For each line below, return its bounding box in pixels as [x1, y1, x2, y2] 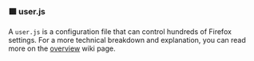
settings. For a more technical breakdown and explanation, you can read [8, 36, 246, 45]
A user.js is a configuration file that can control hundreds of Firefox [8, 27, 232, 36]
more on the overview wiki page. [8, 44, 116, 53]
